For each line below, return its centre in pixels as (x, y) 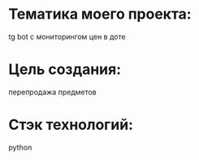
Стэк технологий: (71, 125)
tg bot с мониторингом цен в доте (67, 37)
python (20, 147)
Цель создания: (65, 69)
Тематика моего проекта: (100, 14)
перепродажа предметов (52, 92)
